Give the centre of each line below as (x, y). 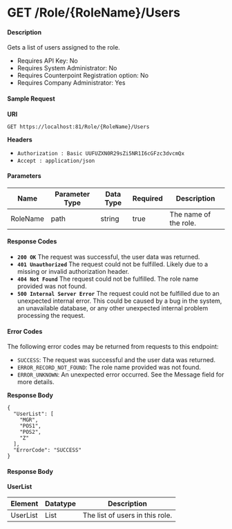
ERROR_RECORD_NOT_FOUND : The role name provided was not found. (109, 368)
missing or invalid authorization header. (73, 271)
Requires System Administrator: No (67, 68)
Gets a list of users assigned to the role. (64, 48)
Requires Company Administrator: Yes (71, 83)
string (110, 219)
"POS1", (30, 426)
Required (148, 198)
